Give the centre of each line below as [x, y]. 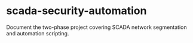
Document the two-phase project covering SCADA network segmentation [96, 27]
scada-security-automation [76, 11]
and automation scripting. [38, 33]
